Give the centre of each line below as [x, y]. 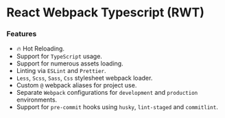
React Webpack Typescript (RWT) [106, 13]
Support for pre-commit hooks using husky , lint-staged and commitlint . [117, 107]
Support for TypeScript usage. [59, 57]
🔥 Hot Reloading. [40, 48]
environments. [37, 100]
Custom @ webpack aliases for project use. [76, 85]
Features [22, 34]
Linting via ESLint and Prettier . [61, 71]
